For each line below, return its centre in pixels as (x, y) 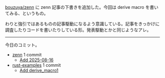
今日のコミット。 (22, 45)
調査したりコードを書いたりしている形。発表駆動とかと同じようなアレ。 (78, 30)
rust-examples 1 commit (37, 65)
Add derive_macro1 (39, 70)
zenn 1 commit (27, 55)
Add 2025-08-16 (37, 60)
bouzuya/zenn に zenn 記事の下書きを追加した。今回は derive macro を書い (82, 7)
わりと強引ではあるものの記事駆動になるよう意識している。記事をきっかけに (82, 24)
